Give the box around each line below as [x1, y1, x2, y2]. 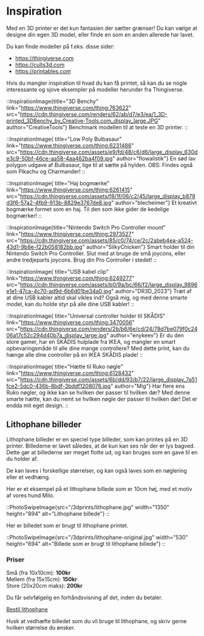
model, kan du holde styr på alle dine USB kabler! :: [6, 300, 135, 307]
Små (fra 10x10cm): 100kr [6, 569, 71, 577]
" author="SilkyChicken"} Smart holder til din [82, 243, 195, 251]
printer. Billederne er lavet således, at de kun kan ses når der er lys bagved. [6, 442, 195, 449]
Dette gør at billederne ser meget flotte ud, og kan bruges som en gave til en [6, 448, 198, 456]
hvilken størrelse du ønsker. [6, 624, 76, 632]
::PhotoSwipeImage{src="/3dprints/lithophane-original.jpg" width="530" [6, 534, 188, 541]
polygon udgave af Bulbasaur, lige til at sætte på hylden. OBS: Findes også [6, 161, 193, 168]
